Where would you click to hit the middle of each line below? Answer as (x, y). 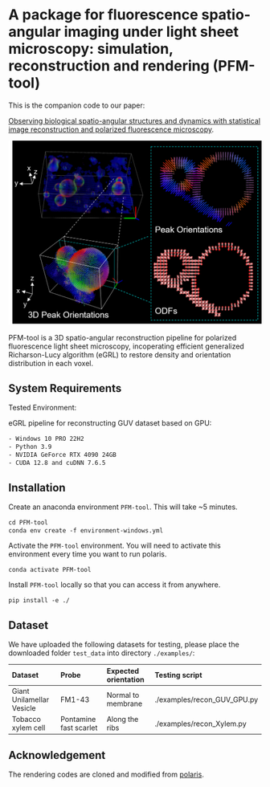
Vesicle (24, 707)
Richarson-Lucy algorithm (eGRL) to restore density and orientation (120, 354)
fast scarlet (79, 728)
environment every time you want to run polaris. (88, 554)
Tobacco (27, 720)
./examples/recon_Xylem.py (200, 724)
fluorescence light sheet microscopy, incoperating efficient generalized (127, 346)
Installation (37, 487)
